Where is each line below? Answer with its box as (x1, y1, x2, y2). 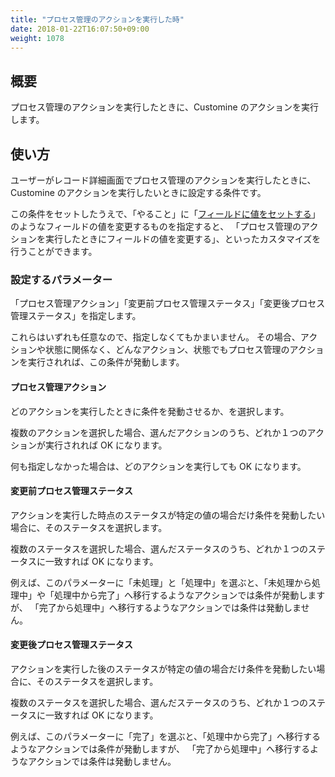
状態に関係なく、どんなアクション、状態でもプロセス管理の (44, 344, 290, 356)
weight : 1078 (10, 33, 65, 43)
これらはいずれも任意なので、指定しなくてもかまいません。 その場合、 (10, 331, 301, 343)
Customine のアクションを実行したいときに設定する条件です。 (10, 187, 267, 198)
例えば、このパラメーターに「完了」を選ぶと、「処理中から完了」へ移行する (10, 730, 322, 742)
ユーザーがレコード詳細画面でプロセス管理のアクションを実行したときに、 (10, 174, 317, 186)
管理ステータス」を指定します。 (10, 310, 142, 322)
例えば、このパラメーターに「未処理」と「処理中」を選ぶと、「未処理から (10, 576, 313, 588)
